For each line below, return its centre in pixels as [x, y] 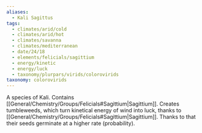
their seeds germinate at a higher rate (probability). [71, 123]
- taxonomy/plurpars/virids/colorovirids [65, 74]
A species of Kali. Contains [40, 98]
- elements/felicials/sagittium [53, 57]
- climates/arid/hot [38, 35]
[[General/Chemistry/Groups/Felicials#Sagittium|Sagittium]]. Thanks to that [101, 117]
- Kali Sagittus [32, 18]
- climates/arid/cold [39, 29]
